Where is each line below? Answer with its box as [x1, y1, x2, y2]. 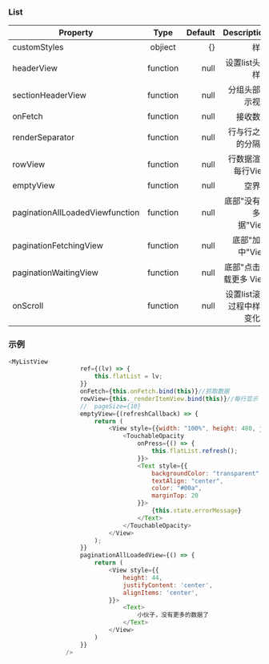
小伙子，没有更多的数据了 [137, 611, 210, 619]
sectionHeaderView [12, 90, 86, 101]
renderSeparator [12, 132, 74, 143]
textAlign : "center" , [151, 476, 224, 485]
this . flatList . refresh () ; [151, 447, 239, 455]
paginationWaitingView [12, 267, 98, 278]
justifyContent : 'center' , [122, 581, 214, 589]
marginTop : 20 [151, 492, 199, 500]
